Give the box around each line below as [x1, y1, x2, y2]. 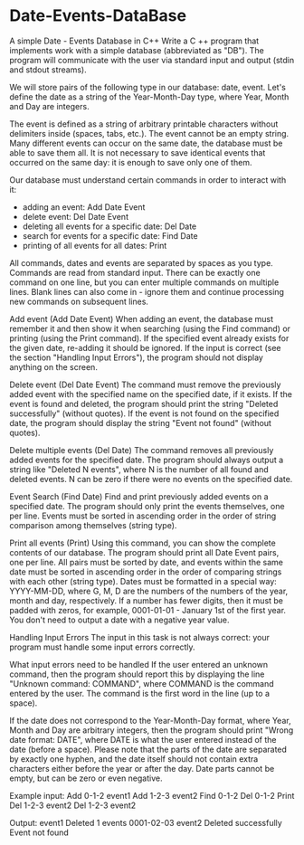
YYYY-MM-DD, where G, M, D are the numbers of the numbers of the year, [9, 585, 289, 596]
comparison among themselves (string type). [9, 519, 177, 530]
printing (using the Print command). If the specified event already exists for [9, 332, 290, 344]
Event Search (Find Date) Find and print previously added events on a [9, 490, 269, 502]
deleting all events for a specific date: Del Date [22, 221, 197, 232]
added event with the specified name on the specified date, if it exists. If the [9, 388, 292, 399]
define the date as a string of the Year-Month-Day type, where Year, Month [9, 91, 290, 102]
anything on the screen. [9, 361, 98, 372]
